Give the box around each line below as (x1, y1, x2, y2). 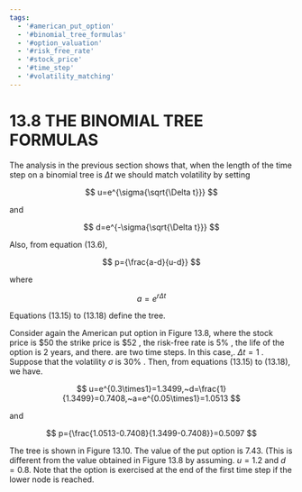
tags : (9, 13, 30, 23)
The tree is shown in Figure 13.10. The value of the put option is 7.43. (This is (9, 445, 293, 456)
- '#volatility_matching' (17, 72, 115, 81)
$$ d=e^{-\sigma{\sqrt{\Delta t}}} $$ (83, 222, 220, 232)
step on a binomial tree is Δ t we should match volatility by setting (9, 169, 251, 180)
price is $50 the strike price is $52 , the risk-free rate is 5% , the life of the (9, 337, 286, 348)
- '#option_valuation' (17, 38, 103, 48)
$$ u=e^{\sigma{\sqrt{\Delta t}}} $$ (85, 187, 218, 197)
